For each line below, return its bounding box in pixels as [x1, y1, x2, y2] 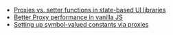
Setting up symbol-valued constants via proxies [13, 21, 149, 28]
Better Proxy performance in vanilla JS [13, 13, 123, 21]
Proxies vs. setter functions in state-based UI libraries [13, 6, 166, 14]
